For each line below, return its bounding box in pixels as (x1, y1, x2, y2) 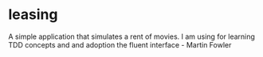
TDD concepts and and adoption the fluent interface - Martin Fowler (8, 40, 232, 49)
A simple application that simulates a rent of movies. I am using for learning (8, 32, 255, 41)
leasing (8, 6, 58, 24)
